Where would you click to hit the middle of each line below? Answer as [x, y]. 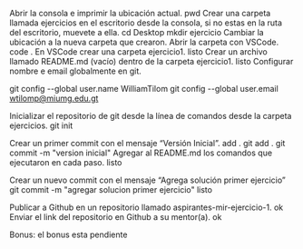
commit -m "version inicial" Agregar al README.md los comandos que [141, 153]
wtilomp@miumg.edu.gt [54, 98]
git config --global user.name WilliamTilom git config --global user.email [144, 89]
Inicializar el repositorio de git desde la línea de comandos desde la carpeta [151, 116]
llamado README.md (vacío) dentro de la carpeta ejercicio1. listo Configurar [151, 61]
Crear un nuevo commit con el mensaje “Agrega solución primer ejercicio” [147, 180]
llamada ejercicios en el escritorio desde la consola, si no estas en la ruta [146, 23]
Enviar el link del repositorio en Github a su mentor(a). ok [116, 217]
